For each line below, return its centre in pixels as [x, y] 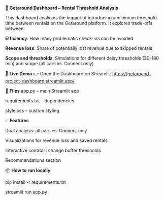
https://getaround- [132, 74]
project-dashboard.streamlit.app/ [40, 81]
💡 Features [17, 120]
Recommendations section [33, 160]
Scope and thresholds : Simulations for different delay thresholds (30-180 [82, 58]
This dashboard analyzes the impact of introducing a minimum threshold [81, 18]
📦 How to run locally [28, 170]
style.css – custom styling [32, 110]
